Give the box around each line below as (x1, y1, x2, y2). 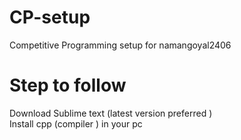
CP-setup (9, 6, 91, 29)
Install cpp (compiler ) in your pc (9, 117, 143, 130)
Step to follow (9, 74, 127, 97)
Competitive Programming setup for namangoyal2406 (9, 39, 232, 51)
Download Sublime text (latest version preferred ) (9, 107, 213, 119)
